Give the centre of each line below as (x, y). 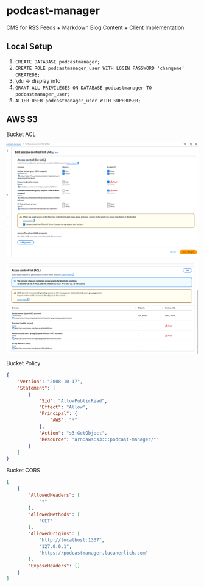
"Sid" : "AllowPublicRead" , (73, 401)
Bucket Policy (23, 363)
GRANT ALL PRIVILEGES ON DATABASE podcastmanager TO (83, 88)
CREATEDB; (28, 75)
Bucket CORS (23, 471)
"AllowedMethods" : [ (54, 514)
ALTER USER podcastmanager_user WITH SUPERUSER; (78, 101)
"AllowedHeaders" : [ (54, 495)
